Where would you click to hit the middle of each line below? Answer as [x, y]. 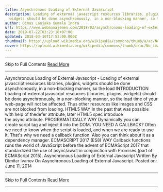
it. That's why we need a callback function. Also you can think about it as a [80, 135]
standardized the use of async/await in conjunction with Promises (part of [79, 150]
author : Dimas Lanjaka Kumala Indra [42, 23]
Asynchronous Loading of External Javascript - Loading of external [72, 78]
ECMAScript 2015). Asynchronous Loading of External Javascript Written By [81, 156]
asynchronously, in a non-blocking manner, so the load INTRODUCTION [77, 88]
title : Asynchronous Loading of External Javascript [59, 9]
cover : [12, 46]
